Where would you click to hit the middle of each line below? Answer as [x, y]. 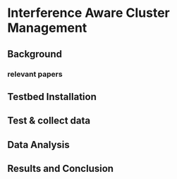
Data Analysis [39, 145]
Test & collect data [49, 121]
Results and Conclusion [61, 169]
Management [47, 28]
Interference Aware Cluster [89, 13]
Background [35, 54]
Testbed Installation [52, 97]
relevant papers [35, 74]
